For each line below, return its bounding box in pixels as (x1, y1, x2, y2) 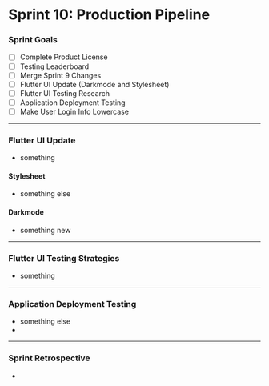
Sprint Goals (8, 34, 58, 46)
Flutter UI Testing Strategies (8, 252, 120, 263)
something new (19, 225, 71, 235)
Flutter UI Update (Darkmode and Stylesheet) (19, 79, 170, 89)
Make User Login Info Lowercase (19, 107, 130, 116)
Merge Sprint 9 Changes (19, 70, 102, 80)
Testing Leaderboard (19, 62, 90, 71)
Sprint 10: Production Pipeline (8, 6, 211, 24)
